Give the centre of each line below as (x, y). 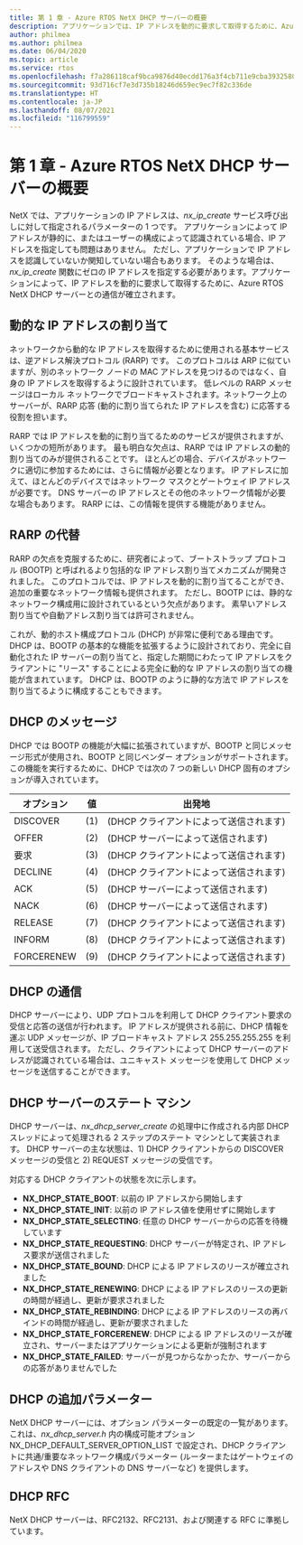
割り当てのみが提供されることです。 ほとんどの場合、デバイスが (129, 458)
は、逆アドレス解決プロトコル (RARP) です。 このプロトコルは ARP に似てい (150, 360)
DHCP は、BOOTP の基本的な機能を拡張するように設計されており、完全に (147, 645)
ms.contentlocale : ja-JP (56, 102)
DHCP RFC (40, 1497)
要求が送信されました (70, 1255)
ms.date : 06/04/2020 (48, 51)
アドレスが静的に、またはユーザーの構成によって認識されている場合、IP (143, 238)
